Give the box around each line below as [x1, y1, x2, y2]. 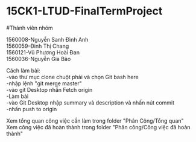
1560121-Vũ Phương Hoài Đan [6, 48, 80, 56]
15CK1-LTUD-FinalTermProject [6, 4, 163, 18]
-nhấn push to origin [6, 105, 57, 112]
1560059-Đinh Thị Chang [6, 42, 69, 50]
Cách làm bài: [6, 66, 40, 74]
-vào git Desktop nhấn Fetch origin [6, 86, 93, 93]
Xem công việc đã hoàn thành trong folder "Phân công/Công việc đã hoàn [6, 123, 191, 131]
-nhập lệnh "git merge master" [6, 80, 83, 87]
